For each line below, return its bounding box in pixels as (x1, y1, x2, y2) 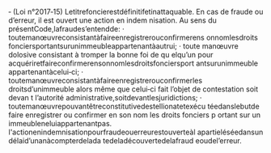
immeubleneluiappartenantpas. (8, 119, 112, 128)
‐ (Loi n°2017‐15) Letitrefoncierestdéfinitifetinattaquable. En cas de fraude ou (8, 7, 264, 16)
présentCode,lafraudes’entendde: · (8, 24, 125, 33)
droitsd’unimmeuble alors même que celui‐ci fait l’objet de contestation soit (8, 84, 259, 94)
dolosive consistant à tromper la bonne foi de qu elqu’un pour (8, 50, 214, 59)
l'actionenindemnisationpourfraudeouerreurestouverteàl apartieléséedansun (8, 127, 264, 137)
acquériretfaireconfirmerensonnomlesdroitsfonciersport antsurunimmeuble (8, 58, 259, 68)
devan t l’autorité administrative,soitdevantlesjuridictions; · (8, 93, 202, 102)
